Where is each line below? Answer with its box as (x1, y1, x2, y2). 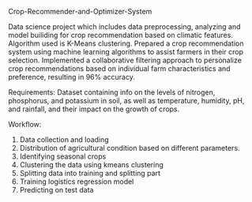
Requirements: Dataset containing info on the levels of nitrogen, (8, 88, 216, 97)
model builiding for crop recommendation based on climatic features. (8, 31, 233, 39)
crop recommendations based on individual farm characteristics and (8, 64, 231, 73)
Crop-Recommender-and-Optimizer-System (8, 7, 152, 16)
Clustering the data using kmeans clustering (19, 160, 164, 169)
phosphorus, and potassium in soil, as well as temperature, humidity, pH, (8, 96, 245, 105)
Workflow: (8, 120, 42, 129)
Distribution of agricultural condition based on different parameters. (19, 144, 240, 152)
